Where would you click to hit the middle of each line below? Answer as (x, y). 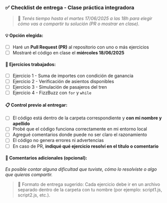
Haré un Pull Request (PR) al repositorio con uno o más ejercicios (81, 47)
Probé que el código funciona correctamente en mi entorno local (80, 129)
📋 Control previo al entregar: (36, 105)
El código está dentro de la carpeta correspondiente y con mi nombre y (87, 118)
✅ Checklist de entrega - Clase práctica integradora (70, 8)
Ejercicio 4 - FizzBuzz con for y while (52, 93)
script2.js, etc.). (34, 195)
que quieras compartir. (29, 174)
